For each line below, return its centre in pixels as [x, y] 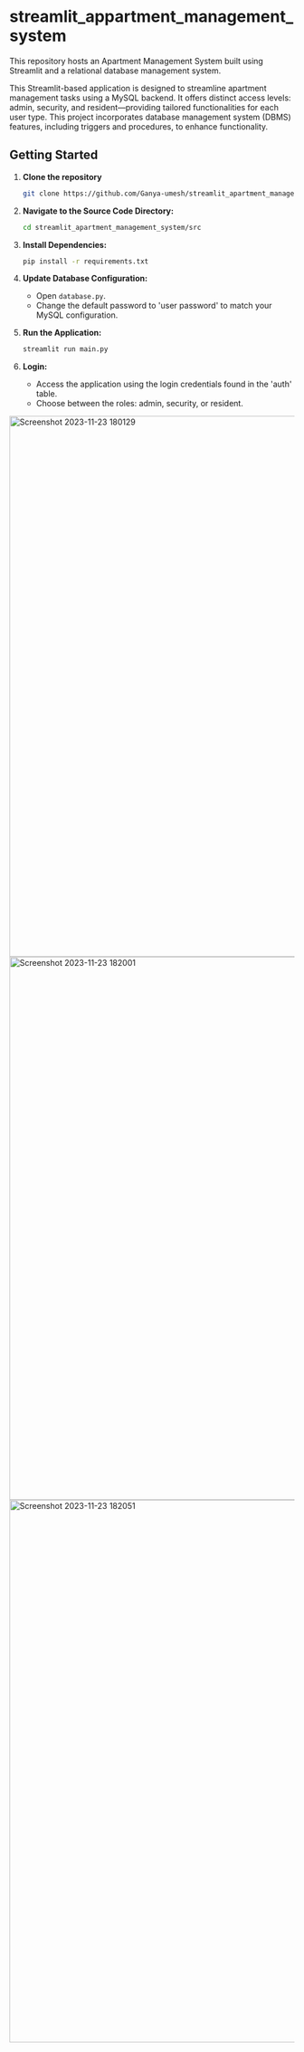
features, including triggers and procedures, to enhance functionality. [139, 126]
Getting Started [54, 155]
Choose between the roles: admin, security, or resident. [140, 404]
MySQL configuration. [77, 315]
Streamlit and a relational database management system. [115, 71]
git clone [41, 193]
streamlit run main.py [65, 349]
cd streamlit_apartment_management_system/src [112, 227]
